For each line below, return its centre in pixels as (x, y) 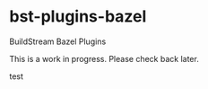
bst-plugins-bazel (78, 17)
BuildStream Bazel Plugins (58, 41)
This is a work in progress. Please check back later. (104, 58)
